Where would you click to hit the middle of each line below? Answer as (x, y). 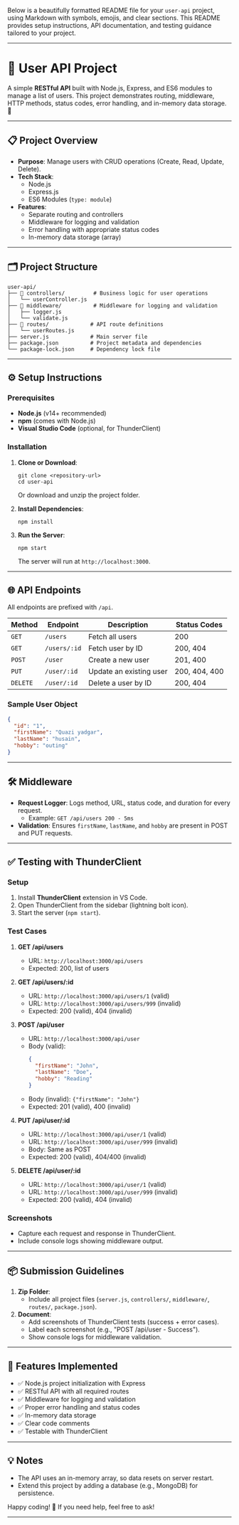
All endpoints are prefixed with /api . (60, 607)
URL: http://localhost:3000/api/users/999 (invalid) (105, 1003)
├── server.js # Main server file (78, 337)
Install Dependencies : (51, 509)
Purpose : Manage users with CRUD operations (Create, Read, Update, (121, 161)
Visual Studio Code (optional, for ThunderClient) (89, 428)
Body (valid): (47, 1046)
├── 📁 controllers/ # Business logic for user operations (108, 293)
